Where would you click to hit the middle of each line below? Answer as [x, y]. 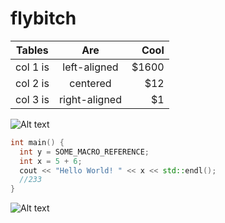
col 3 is [32, 99]
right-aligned [90, 99]
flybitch [43, 18]
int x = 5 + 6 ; [51, 161]
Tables [32, 50]
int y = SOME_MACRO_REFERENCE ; [84, 152]
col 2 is [32, 83]
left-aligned [90, 67]
